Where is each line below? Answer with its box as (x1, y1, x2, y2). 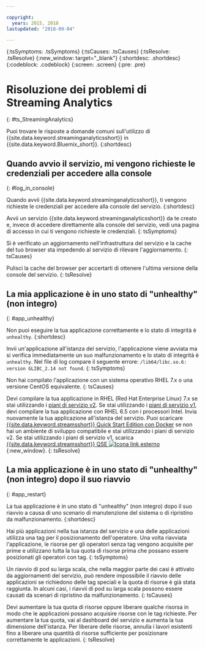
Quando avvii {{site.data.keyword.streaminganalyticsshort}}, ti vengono (6, 196, 187, 204)
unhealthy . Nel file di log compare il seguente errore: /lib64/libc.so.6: (6, 358, 187, 365)
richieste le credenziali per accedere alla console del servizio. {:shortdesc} (6, 203, 195, 210)
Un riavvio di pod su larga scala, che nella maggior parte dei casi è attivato (6, 565, 195, 572)
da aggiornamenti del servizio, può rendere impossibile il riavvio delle (6, 572, 182, 579)
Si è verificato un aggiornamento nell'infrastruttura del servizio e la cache (6, 240, 192, 247)
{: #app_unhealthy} (6, 314, 55, 322)
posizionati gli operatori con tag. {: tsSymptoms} (6, 553, 129, 561)
